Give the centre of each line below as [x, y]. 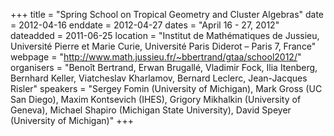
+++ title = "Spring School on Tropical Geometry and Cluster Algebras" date [167, 14]
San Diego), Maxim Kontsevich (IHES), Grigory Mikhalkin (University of [156, 99]
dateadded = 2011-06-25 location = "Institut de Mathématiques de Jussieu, [165, 35]
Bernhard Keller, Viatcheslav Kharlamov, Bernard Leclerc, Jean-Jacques [159, 78]
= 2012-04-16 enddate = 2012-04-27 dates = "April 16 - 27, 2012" [145, 25]
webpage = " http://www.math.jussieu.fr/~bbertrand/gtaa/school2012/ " [156, 57]
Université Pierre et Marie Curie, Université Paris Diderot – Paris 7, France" [163, 46]
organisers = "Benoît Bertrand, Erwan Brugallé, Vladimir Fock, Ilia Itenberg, [164, 67]
